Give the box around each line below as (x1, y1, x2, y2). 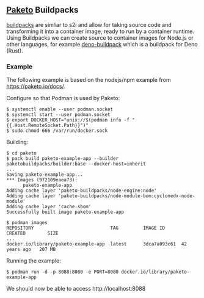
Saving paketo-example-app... (6, 172, 84, 178)
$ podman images (6, 220, 48, 226)
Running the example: (6, 257, 61, 264)
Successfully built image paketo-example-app (6, 209, 124, 216)
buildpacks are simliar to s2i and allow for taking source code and (6, 21, 172, 28)
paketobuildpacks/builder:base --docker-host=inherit (6, 161, 147, 167)
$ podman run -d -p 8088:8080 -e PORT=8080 (6, 269, 119, 275)
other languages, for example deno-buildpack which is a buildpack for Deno (6, 40, 198, 48)
